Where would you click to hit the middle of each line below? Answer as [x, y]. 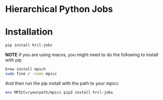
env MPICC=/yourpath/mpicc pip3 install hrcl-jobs [59, 92]
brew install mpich [26, 69]
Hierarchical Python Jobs [59, 9]
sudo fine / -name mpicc [31, 74]
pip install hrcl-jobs [29, 45]
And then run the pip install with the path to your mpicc [62, 83]
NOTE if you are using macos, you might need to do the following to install [82, 55]
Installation [29, 32]
